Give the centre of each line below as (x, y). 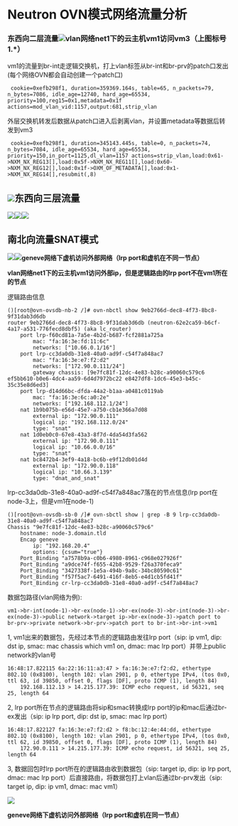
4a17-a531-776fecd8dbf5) (44, 329)
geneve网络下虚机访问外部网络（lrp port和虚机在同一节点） (95, 815)
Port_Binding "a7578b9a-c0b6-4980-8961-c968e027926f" (101, 559)
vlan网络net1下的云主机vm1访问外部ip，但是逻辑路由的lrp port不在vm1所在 (118, 273)
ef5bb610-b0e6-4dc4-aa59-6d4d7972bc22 (65, 379)
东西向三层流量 (47, 198)
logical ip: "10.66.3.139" (73, 472)
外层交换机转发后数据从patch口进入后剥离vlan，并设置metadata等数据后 (113, 121)
